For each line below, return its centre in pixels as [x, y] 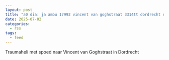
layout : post [19, 10]
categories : [18, 24]
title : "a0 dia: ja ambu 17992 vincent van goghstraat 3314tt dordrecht [83, 14]
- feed [17, 38]
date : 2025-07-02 [23, 19]
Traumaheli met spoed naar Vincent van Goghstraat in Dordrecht [72, 52]
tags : [11, 33]
